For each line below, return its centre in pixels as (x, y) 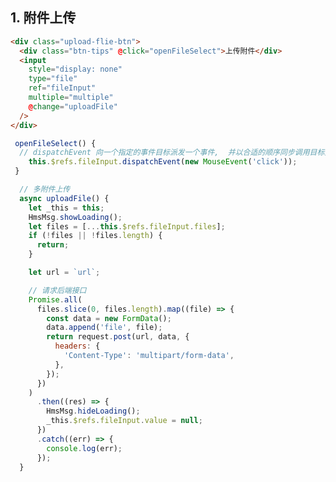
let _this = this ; (66, 208)
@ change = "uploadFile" (73, 106)
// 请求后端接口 (57, 290)
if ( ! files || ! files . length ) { (95, 236)
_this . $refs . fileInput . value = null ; (124, 421)
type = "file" (53, 79)
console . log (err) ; (84, 448)
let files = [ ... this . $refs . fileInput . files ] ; (127, 226)
